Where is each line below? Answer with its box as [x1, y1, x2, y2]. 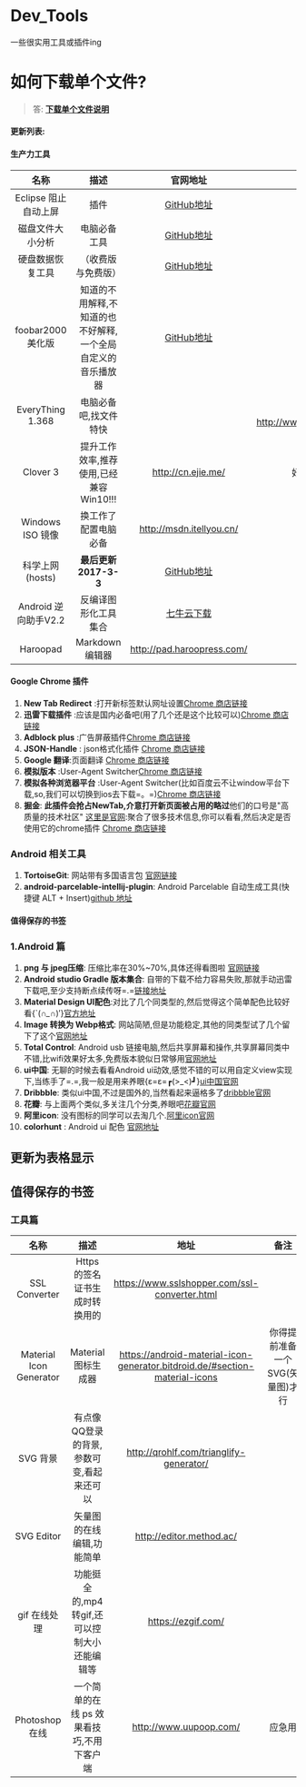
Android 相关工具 [10, 847, 87, 860]
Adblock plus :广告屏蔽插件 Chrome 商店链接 [23, 732, 192, 743]
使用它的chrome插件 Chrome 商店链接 [23, 823, 167, 834]
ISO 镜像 [23, 528, 60, 541]
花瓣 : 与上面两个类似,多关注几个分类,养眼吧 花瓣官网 [23, 1099, 216, 1110]
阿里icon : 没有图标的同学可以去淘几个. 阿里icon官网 [23, 1110, 215, 1121]
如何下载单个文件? [10, 72, 147, 93]
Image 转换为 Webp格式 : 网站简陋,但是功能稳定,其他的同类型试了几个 [23, 1019, 282, 1031]
